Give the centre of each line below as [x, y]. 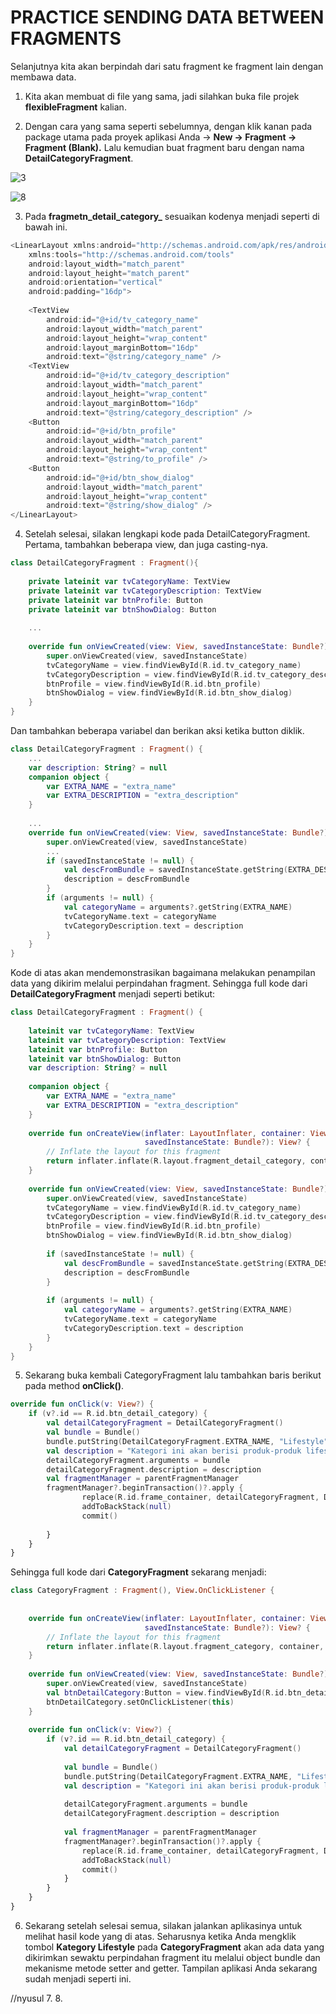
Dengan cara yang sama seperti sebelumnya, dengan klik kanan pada [168, 126]
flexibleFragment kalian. [75, 107]
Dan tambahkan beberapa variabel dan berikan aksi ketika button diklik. [157, 731]
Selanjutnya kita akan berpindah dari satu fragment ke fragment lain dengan [167, 66]
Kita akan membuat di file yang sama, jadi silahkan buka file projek [162, 96]
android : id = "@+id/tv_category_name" [122, 319]
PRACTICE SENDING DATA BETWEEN [167, 17]
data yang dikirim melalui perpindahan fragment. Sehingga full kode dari [159, 983]
